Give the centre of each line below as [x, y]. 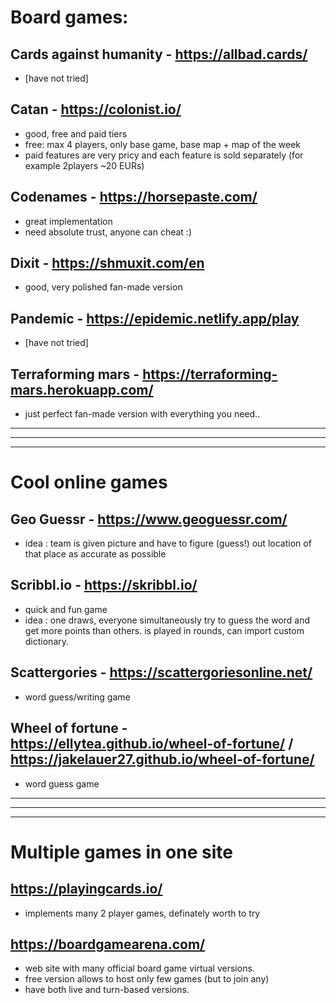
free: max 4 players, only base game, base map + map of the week [163, 144]
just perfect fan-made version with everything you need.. [142, 414]
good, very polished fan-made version [103, 287]
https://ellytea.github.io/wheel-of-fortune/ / [152, 744]
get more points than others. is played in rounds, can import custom [164, 630]
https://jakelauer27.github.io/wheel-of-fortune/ [162, 759]
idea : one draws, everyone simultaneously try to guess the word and [167, 620]
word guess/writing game [77, 697]
